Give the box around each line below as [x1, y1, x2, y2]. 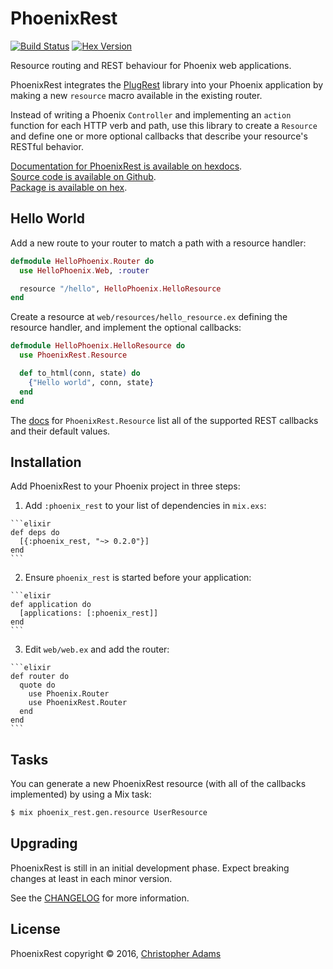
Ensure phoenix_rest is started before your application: [24, 572, 252, 584]
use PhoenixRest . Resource [19, 350, 128, 361]
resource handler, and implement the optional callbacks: [10, 322, 242, 334]
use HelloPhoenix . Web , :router [19, 265, 150, 276]
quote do [19, 680, 56, 691]
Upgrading [10, 835, 78, 852]
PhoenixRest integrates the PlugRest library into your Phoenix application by [10, 78, 324, 91]
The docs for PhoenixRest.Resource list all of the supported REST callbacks [10, 414, 319, 426]
